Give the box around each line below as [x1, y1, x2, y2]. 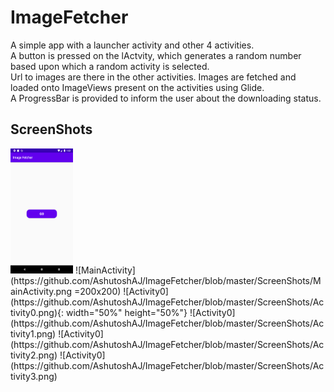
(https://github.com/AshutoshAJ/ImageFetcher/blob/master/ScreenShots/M [10, 274, 322, 286]
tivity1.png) [10, 327, 57, 340]
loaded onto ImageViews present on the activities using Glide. [10, 81, 265, 93]
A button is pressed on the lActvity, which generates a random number [10, 49, 302, 61]
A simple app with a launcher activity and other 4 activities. [10, 39, 255, 51]
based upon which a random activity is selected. [10, 60, 210, 72]
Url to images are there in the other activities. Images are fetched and [10, 71, 297, 83]
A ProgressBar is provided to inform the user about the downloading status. [10, 92, 322, 104]
